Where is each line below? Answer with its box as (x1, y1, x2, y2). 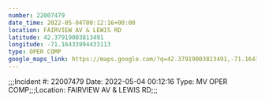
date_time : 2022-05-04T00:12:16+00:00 (8, 19, 136, 27)
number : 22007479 (8, 11, 65, 20)
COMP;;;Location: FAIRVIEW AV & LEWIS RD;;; (8, 85, 158, 94)
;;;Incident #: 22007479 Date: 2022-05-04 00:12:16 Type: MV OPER (8, 76, 228, 86)
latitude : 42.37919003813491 (8, 33, 104, 42)
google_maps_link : (8, 56, 69, 64)
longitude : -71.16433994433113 (8, 41, 111, 49)
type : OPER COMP (8, 48, 62, 56)
